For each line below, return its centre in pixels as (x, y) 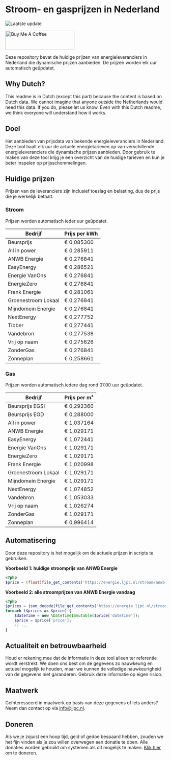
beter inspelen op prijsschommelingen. (46, 163)
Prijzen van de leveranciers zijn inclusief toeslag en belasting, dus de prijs (83, 191)
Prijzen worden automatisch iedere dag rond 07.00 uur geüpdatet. (74, 385)
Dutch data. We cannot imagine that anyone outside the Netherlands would (84, 102)
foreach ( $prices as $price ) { (38, 611)
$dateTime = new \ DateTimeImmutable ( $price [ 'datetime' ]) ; (77, 616)
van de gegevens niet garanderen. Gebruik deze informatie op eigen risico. (84, 674)
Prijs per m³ (79, 397)
